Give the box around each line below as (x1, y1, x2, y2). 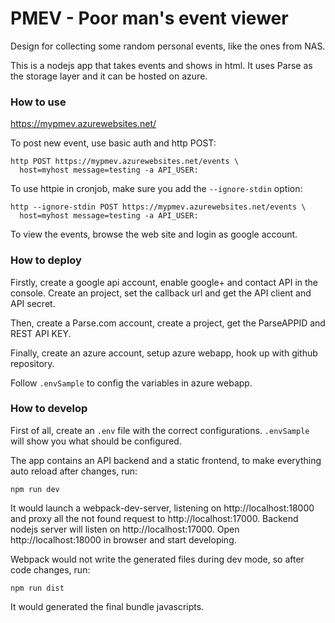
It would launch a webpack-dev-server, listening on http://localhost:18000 (10, 502, 315, 514)
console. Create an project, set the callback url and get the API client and (10, 287, 312, 299)
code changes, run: (10, 563, 91, 576)
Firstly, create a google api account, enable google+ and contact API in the (10, 276, 319, 288)
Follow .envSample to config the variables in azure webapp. (10, 377, 253, 389)
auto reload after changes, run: (10, 465, 138, 477)
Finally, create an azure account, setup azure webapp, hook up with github (10, 347, 318, 359)
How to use (10, 95, 67, 109)
